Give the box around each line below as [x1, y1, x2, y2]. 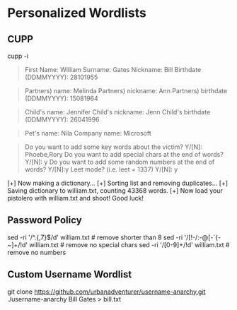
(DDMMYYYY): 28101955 [24, 73, 98, 81]
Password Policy [7, 214, 83, 227]
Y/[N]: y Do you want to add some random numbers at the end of [24, 157, 215, 166]
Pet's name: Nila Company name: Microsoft [24, 129, 151, 137]
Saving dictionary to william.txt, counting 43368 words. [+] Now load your [7, 186, 223, 195]
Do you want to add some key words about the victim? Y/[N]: [24, 143, 203, 151]
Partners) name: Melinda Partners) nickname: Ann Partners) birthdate [24, 87, 228, 95]
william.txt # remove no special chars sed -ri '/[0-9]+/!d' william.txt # [29, 240, 230, 249]
